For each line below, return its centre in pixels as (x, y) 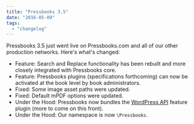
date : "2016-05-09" (31, 17)
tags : (13, 23)
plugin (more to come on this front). (59, 108)
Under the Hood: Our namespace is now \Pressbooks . (81, 115)
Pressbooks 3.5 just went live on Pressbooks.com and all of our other (92, 46)
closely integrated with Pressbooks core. (66, 70)
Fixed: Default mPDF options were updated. (69, 96)
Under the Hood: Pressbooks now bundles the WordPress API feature (101, 102)
